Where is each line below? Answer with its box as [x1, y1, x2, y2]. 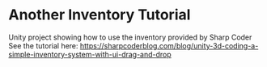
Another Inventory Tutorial [8, 6, 191, 24]
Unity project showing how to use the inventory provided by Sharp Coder [8, 32, 252, 42]
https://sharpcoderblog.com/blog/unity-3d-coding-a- [79, 40, 259, 50]
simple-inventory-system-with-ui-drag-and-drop [8, 49, 172, 59]
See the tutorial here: [8, 40, 78, 50]
